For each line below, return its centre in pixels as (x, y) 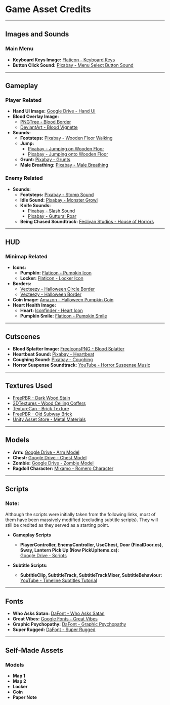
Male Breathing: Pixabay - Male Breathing (64, 165)
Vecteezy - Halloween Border (51, 294)
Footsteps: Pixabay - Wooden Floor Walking (66, 138)
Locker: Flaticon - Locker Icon (52, 278)
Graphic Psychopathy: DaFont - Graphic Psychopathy (69, 624)
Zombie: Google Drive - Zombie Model (53, 463)
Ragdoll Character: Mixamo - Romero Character (63, 468)
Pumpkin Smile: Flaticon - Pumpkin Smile (63, 316)
